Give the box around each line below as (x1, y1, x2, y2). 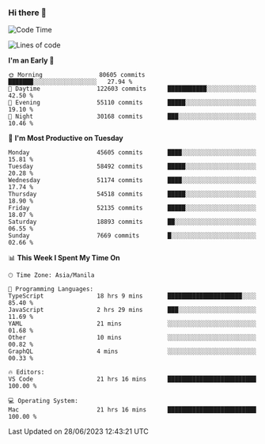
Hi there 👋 (8, 7, 47, 18)
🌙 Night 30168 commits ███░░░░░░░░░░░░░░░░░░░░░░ (8, 112, 257, 121)
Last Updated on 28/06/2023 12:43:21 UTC (8, 427, 149, 436)
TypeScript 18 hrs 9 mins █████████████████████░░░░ (8, 292, 257, 300)
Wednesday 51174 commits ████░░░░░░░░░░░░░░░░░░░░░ (8, 176, 257, 184)
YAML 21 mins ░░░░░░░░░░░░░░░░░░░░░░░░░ (8, 320, 257, 328)
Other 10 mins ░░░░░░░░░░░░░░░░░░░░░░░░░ (8, 334, 257, 342)
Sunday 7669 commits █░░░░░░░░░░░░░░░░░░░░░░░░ (8, 232, 257, 240)
